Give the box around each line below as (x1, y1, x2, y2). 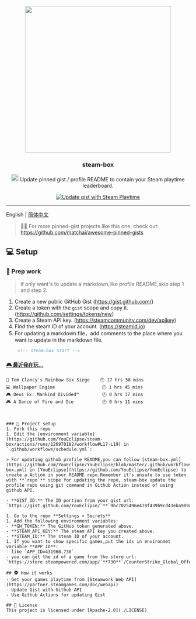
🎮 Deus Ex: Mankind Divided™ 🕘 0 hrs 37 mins (6, 392, 143, 398)
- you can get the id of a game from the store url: (6, 554, 137, 560)
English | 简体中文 (6, 211, 49, 218)
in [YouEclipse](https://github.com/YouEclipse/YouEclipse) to (29, 467, 187, 473)
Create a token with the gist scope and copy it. (14, 304, 128, 311)
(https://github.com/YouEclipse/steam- (6, 436, 103, 442)
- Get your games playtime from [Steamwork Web (6, 577, 124, 583)
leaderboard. (82, 182, 114, 190)
